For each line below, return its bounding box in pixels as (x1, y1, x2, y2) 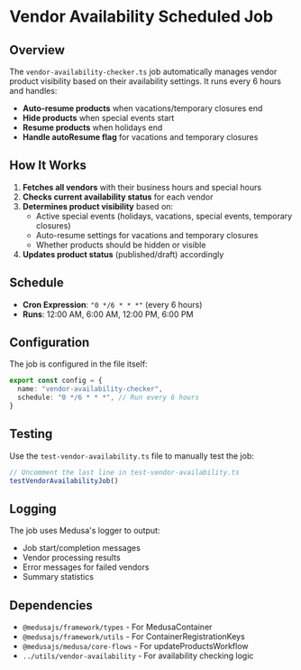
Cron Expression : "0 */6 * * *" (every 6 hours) (22, 299, 203, 310)
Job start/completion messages (22, 543, 141, 554)
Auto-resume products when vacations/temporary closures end (22, 103, 263, 114)
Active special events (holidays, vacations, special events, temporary (35, 210, 293, 221)
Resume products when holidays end (22, 122, 163, 133)
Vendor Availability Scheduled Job (9, 6, 273, 27)
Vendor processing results (22, 553, 121, 563)
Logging (9, 501, 57, 516)
